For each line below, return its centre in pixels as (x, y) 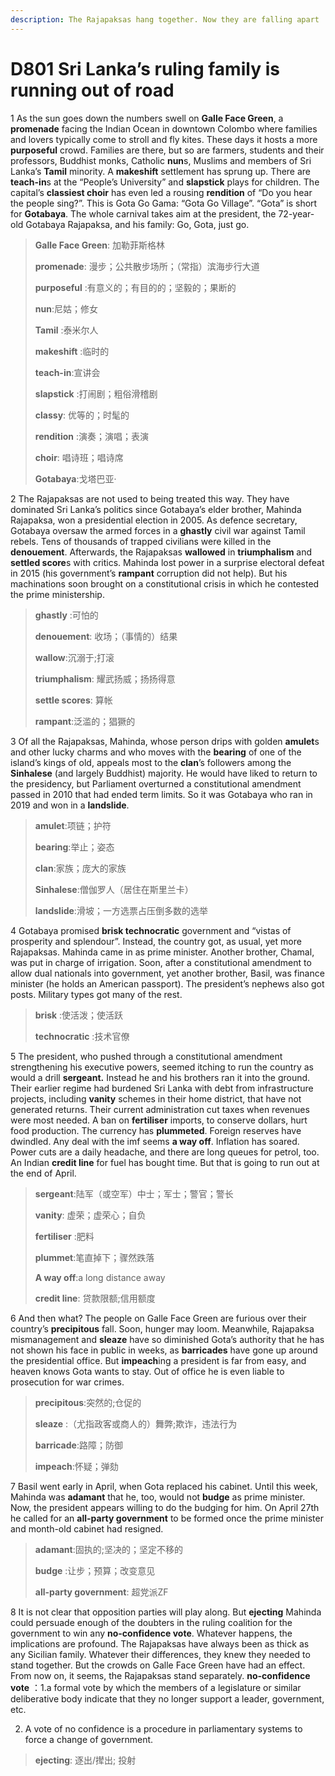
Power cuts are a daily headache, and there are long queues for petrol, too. (165, 1152)
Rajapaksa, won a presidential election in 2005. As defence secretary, (154, 520)
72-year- (296, 213)
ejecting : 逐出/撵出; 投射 (85, 1760)
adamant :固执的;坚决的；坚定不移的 (108, 1549)
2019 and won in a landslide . (70, 805)
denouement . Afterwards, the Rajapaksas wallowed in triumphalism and (161, 552)
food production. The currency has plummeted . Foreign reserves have (156, 1130)
